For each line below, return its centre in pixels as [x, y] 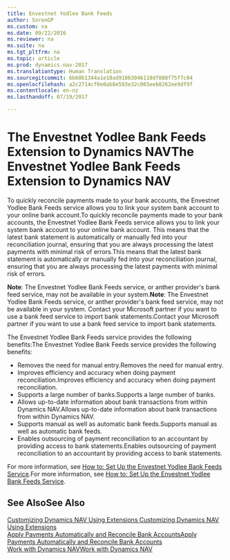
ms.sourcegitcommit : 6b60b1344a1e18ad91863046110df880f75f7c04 [100, 78]
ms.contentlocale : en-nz [43, 90]
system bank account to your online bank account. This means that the [108, 229]
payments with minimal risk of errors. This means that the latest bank [105, 251]
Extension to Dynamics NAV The [101, 152]
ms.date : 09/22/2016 [37, 33]
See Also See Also [46, 503]
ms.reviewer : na [30, 39]
